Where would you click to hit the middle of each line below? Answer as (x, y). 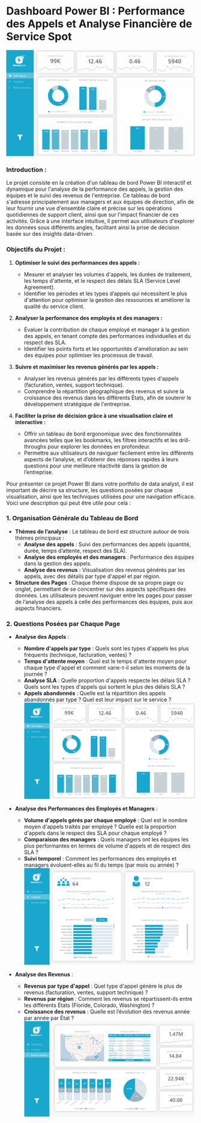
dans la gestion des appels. (58, 563)
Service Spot (39, 37)
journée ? (35, 674)
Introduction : (26, 170)
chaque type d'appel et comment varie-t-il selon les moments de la (107, 668)
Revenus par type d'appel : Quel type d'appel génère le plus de (103, 986)
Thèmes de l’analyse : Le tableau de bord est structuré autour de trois (102, 531)
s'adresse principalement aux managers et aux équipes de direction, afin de (100, 202)
